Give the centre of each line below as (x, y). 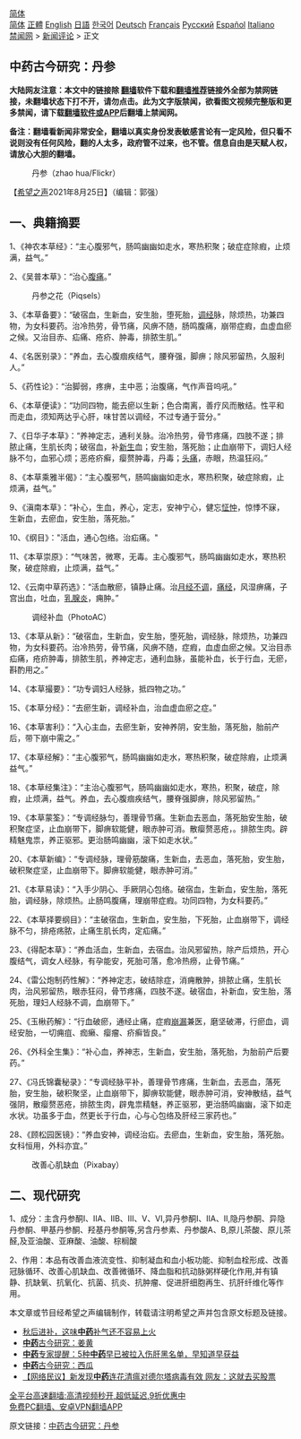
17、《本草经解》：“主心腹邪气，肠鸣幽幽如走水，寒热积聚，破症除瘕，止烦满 (148, 757)
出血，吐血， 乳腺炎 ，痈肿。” (68, 598)
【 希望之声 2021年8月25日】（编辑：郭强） (86, 192)
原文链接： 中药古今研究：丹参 (64, 1426)
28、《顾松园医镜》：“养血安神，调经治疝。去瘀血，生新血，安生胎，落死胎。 (149, 1134)
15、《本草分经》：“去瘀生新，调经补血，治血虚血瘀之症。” (113, 707)
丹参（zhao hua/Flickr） (76, 173)
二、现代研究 (45, 1196)
